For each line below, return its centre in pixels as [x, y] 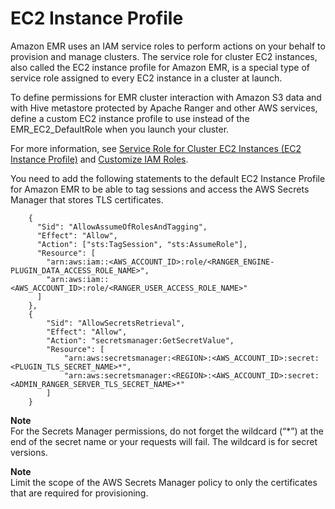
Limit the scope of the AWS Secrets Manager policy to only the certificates [164, 482]
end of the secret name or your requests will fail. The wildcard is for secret [164, 441]
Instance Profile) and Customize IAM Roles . [99, 159]
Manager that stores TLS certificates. [87, 199]
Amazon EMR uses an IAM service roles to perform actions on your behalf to [168, 46]
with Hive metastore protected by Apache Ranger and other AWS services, [164, 108]
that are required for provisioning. [79, 493]
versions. [29, 452]
